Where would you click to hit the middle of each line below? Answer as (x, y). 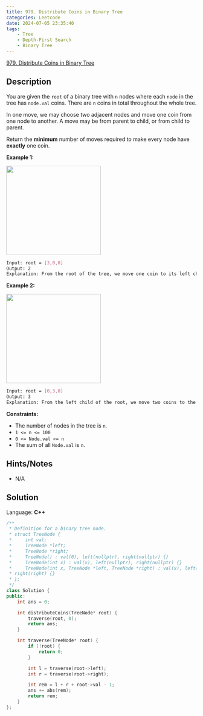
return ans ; (43, 624)
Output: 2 (19, 268)
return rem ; (43, 696)
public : (16, 596)
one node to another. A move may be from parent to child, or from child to (98, 121)
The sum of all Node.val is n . (50, 444)
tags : (13, 29)
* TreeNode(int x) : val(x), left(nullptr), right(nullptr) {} (95, 562)
